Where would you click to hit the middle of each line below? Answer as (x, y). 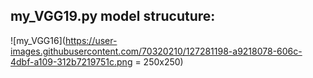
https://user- (91, 40)
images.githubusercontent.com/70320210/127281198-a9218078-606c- (156, 51)
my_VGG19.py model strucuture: (113, 16)
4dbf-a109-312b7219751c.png (71, 61)
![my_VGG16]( (38, 40)
